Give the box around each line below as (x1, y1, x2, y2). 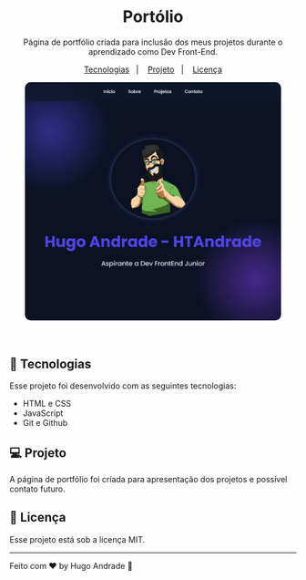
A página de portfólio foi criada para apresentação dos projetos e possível (9, 474, 288, 484)
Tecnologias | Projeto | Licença (83, 64, 223, 75)
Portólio (122, 6, 184, 27)
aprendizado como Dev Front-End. (87, 46, 219, 57)
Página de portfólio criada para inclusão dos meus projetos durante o (23, 36, 283, 47)
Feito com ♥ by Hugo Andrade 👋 (9, 560, 134, 571)
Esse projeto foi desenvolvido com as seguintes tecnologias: (9, 380, 237, 391)
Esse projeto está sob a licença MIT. (9, 533, 146, 544)
